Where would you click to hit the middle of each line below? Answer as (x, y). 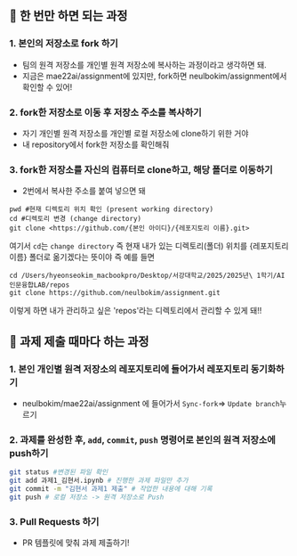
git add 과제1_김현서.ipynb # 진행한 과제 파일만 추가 (99, 481)
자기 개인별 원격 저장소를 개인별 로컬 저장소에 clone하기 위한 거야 (135, 133)
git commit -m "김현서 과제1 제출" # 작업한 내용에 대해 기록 (111, 489)
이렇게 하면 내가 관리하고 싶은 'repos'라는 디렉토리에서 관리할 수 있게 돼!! (136, 311)
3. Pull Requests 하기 (54, 521)
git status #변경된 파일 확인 (59, 472)
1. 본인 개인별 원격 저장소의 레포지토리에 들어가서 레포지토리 (129, 369)
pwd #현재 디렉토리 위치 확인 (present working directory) (112, 209)
